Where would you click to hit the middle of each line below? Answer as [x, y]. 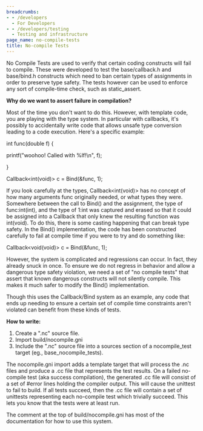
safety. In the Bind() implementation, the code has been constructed [92, 229]
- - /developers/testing [38, 29]
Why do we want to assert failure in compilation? [69, 100]
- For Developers [34, 23]
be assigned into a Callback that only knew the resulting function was [93, 216]
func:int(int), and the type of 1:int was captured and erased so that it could [99, 209]
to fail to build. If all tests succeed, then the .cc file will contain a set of [94, 390]
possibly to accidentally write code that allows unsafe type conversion [94, 125]
